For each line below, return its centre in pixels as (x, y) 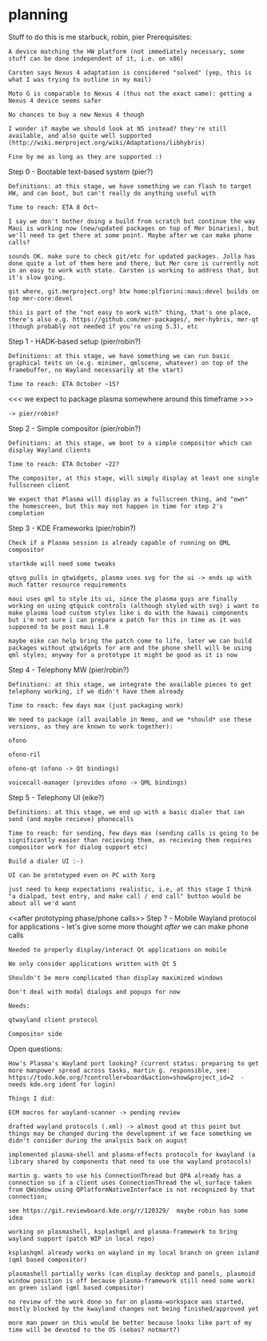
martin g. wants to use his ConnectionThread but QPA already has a (125, 1175)
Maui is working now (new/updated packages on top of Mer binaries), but (134, 228)
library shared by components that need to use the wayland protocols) (130, 1162)
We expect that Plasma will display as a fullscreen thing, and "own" (128, 499)
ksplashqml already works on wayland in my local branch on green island (134, 1252)
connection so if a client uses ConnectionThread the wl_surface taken (130, 1182)
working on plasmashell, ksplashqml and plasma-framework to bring (123, 1231)
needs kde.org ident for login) (62, 1084)
